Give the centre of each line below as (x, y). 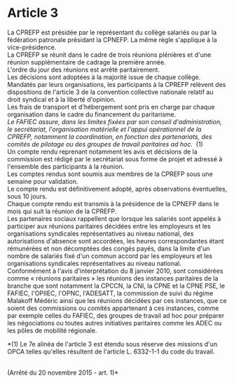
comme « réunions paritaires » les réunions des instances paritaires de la (113, 278)
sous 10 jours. (27, 196)
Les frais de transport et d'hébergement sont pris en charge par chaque (111, 107)
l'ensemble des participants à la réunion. (66, 166)
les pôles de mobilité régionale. (52, 330)
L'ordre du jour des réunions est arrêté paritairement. (83, 69)
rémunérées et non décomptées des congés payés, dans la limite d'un (109, 248)
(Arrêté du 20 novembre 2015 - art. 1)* (63, 372)
